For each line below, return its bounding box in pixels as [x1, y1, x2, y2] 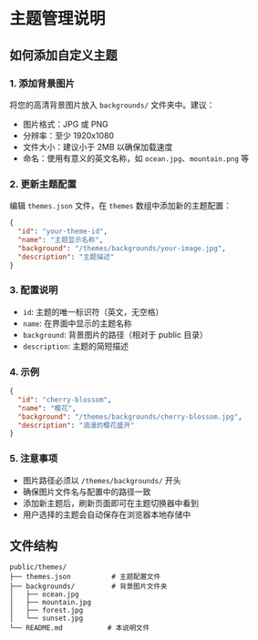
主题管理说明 [9, 8, 107, 29]
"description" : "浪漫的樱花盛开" [17, 421, 135, 430]
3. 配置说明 [9, 284, 58, 297]
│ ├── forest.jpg [9, 606, 84, 615]
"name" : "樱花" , [17, 403, 77, 412]
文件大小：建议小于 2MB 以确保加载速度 [22, 141, 173, 152]
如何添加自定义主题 [9, 47, 118, 63]
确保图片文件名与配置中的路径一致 [22, 486, 151, 497]
